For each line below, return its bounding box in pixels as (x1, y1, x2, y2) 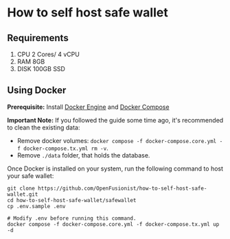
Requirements (7, 32, 69, 44)
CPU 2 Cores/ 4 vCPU (16, 50, 80, 58)
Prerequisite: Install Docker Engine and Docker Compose (7, 103, 170, 111)
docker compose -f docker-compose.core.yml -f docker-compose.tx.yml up (7, 221, 220, 227)
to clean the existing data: (7, 123, 80, 131)
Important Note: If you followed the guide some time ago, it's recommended (7, 116, 224, 124)
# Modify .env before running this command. (7, 214, 137, 222)
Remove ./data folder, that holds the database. (16, 151, 150, 159)
